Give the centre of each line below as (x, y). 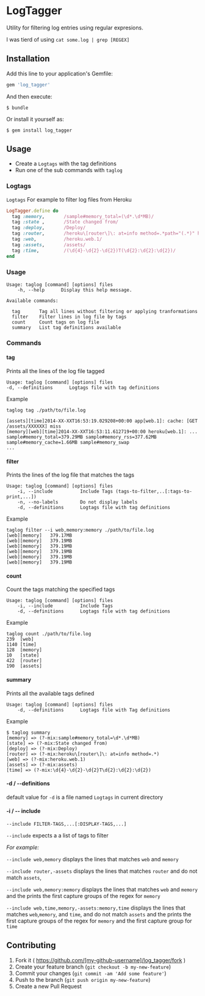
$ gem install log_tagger (39, 130)
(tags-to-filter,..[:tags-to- (154, 492)
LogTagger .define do (33, 211)
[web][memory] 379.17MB (39, 536)
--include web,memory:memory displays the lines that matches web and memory (102, 889)
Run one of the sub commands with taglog (69, 170)
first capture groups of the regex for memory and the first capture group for (99, 921)
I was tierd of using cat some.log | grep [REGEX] (68, 39)
